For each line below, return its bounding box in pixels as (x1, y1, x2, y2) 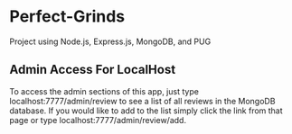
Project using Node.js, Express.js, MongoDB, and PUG (9, 36, 212, 47)
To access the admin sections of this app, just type (9, 85, 199, 96)
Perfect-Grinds (9, 6, 126, 27)
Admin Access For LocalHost (9, 62, 176, 77)
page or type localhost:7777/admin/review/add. (9, 114, 187, 125)
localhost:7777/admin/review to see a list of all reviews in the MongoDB (9, 95, 276, 106)
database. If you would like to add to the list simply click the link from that (9, 105, 283, 116)
